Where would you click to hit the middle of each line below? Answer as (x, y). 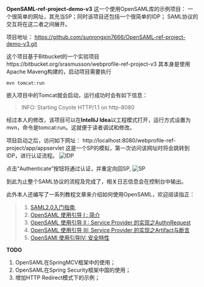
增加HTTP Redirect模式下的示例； (58, 278)
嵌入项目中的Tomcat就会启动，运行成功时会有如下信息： (77, 95)
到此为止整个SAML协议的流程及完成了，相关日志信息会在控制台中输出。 (97, 182)
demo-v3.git (22, 44)
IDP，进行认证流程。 (32, 156)
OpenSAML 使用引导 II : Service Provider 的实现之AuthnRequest (111, 223)
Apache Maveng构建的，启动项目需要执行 (59, 71)
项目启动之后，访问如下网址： (44, 140)
